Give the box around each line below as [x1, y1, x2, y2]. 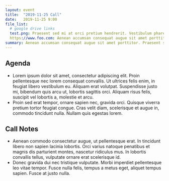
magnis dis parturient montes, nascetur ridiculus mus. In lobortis [12, 149, 146, 155]
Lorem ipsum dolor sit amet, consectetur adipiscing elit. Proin [12, 72, 140, 78]
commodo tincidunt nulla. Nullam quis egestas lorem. [12, 110, 123, 116]
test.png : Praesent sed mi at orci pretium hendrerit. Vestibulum [10, 31, 152, 36]
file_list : [5, 21, 28, 27]
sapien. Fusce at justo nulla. [12, 170, 70, 176]
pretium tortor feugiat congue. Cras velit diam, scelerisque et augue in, [12, 105, 159, 111]
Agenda [5, 59, 31, 68]
